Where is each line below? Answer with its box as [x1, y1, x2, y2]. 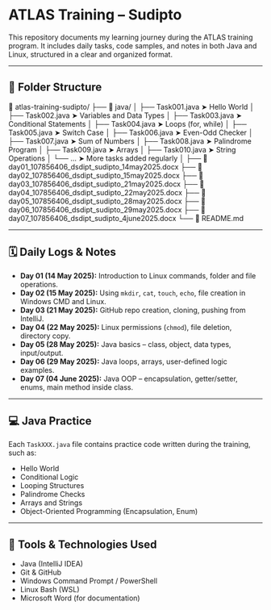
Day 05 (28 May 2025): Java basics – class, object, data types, [19, 339, 231, 349]
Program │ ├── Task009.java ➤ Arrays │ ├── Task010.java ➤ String [8, 144, 236, 154]
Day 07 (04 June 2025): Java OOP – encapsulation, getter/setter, [19, 374, 238, 383]
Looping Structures [19, 481, 85, 491]
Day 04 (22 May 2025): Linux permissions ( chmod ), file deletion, [19, 322, 232, 332]
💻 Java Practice [8, 414, 92, 428]
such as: [8, 448, 37, 457]
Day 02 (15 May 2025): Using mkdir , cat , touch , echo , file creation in [19, 288, 246, 298]
